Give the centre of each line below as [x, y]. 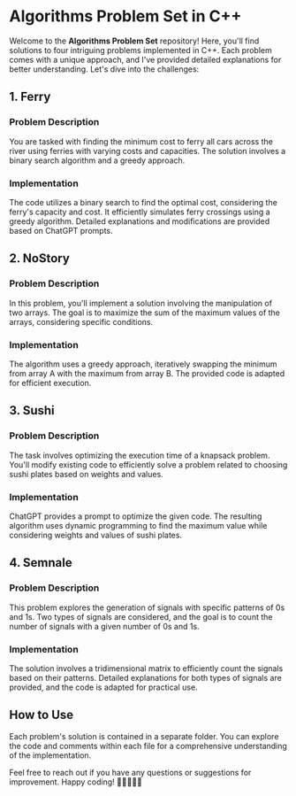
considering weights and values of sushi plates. [96, 535]
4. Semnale [41, 563]
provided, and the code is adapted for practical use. [103, 687]
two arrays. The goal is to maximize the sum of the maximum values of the [145, 313]
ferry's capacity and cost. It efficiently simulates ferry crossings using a [140, 212]
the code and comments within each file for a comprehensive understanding [148, 746]
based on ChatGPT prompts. [61, 230]
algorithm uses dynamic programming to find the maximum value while [138, 525]
